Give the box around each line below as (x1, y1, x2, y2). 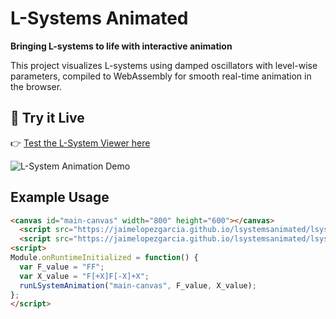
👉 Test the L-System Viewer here (10, 137, 151, 149)
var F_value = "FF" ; (19, 262, 105, 272)
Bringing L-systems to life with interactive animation (10, 40, 233, 52)
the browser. (10, 80, 63, 92)
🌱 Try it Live (10, 110, 85, 127)
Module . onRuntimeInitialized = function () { (10, 253, 199, 263)
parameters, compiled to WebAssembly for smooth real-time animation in (10, 70, 312, 82)
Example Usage (10, 189, 110, 206)
